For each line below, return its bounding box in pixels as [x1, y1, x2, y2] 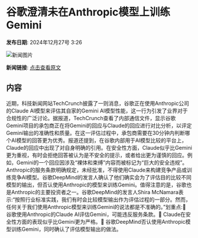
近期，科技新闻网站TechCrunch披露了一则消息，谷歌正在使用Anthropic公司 [6, 99, 189, 107]
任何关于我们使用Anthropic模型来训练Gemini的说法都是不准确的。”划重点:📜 [6, 203, 186, 210]
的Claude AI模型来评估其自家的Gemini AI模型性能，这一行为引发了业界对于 [6, 107, 188, 114]
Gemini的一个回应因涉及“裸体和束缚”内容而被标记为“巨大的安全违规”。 [16, 159, 188, 166]
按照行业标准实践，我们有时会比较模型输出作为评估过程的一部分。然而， [14, 196, 191, 203]
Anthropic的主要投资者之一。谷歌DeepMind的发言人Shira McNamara [11, 188, 179, 195]
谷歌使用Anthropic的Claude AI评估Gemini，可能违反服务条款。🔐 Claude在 [6, 211, 186, 218]
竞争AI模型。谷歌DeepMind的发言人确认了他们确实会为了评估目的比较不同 [11, 173, 192, 181]
